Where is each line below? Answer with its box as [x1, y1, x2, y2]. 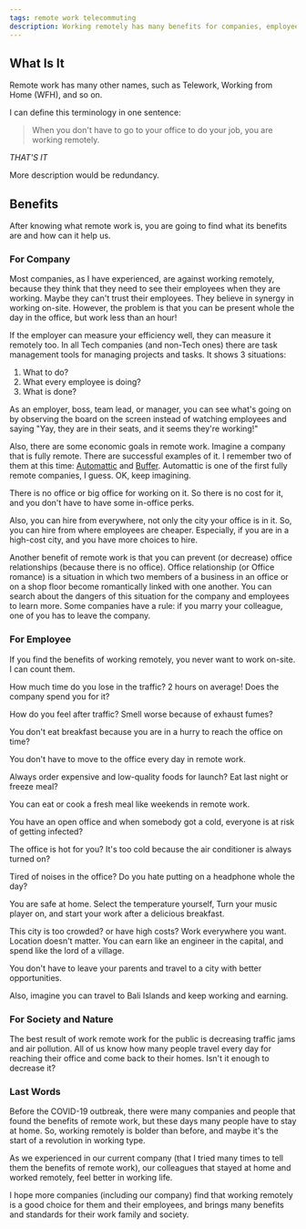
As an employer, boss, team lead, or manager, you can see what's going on [9, 404, 291, 415]
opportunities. [9, 972, 62, 983]
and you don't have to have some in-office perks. [9, 498, 195, 509]
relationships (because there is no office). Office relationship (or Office [9, 562, 275, 573]
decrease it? [9, 1063, 56, 1074]
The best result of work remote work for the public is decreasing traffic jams [9, 1034, 296, 1045]
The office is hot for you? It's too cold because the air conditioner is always [9, 843, 292, 854]
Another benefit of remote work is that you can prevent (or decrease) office [9, 553, 293, 563]
